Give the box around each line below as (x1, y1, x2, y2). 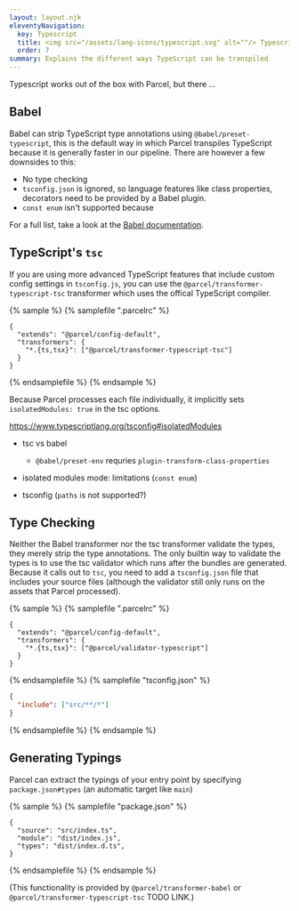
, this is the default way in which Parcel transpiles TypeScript (48, 137, 272, 148)
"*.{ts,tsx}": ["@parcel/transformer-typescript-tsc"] (25, 345, 233, 354)
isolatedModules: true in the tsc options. (9, 403, 161, 414)
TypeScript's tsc (9, 246, 104, 261)
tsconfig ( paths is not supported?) (21, 489, 147, 500)
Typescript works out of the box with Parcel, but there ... (9, 79, 216, 89)
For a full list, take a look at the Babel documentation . (9, 219, 205, 230)
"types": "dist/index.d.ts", (17, 842, 125, 851)
